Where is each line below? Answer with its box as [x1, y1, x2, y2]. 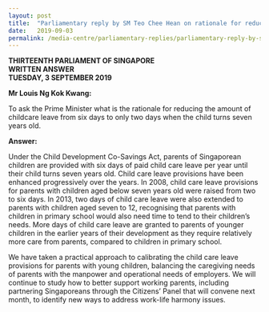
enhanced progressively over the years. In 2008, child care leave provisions [8, 178, 259, 187]
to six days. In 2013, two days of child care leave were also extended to [8, 194, 244, 204]
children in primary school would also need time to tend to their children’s [8, 211, 251, 221]
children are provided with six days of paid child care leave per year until [8, 161, 248, 170]
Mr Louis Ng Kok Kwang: [8, 89, 92, 98]
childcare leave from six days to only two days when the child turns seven [8, 113, 252, 122]
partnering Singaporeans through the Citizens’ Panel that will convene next [8, 286, 255, 296]
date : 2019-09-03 [8, 26, 74, 34]
